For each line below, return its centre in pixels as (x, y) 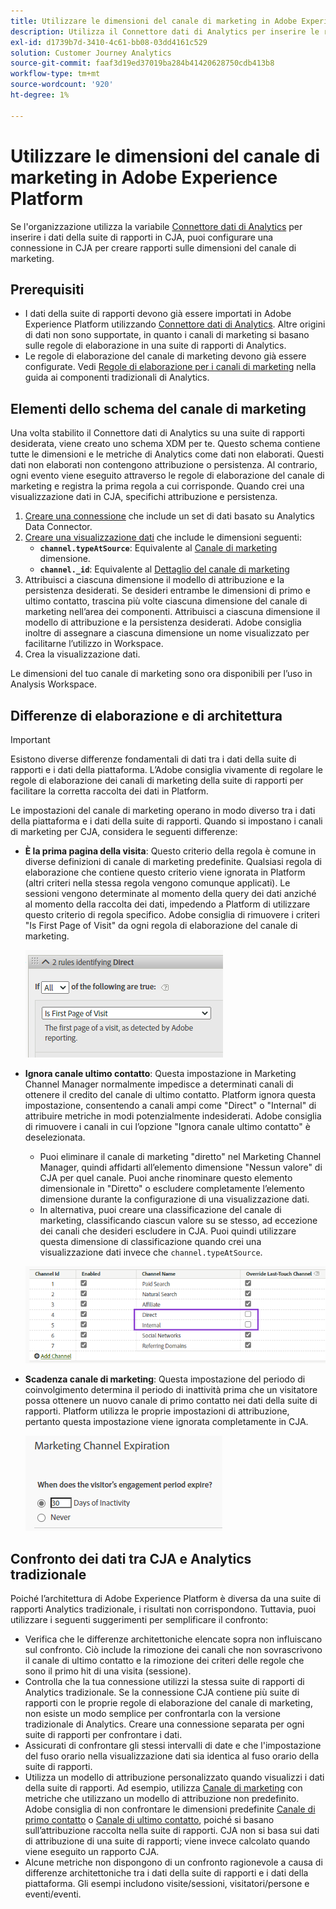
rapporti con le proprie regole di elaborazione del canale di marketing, (168, 1703)
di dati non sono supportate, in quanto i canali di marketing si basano (167, 335)
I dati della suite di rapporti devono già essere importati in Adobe (158, 314)
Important (30, 739)
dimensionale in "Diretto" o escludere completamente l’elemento (172, 1188)
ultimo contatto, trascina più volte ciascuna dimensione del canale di (166, 601)
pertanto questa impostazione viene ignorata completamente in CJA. (166, 1422)
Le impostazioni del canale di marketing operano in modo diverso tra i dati (163, 810)
